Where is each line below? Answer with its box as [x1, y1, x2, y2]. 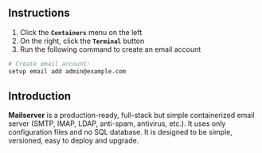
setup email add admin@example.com [8, 67, 127, 75]
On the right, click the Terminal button [19, 36, 145, 45]
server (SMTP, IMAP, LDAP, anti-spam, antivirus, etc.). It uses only [8, 119, 226, 128]
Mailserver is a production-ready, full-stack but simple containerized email [8, 111, 255, 120]
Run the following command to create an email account [19, 44, 201, 54]
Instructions [8, 6, 70, 20]
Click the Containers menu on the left [19, 27, 143, 37]
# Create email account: [8, 60, 91, 68]
